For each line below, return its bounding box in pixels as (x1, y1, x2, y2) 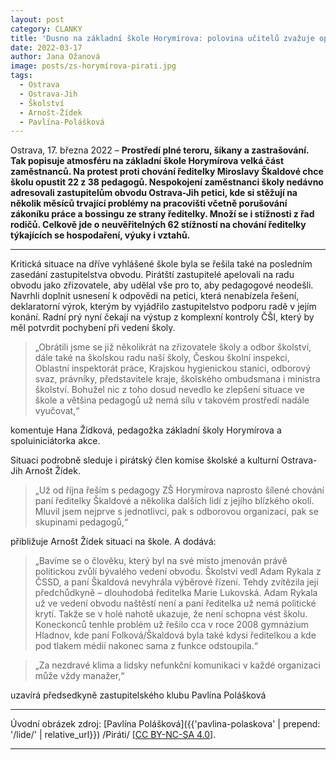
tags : (10, 71, 33, 81)
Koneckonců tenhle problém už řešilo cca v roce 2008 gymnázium (34, 619, 309, 631)
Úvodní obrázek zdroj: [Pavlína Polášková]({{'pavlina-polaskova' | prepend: (10, 718, 321, 730)
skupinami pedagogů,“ (34, 516, 129, 528)
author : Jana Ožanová (10, 52, 101, 62)
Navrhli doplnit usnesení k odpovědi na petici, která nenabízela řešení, (10, 290, 300, 302)
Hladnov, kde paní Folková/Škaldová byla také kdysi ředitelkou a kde (34, 629, 317, 641)
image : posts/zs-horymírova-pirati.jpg (10, 61, 177, 71)
